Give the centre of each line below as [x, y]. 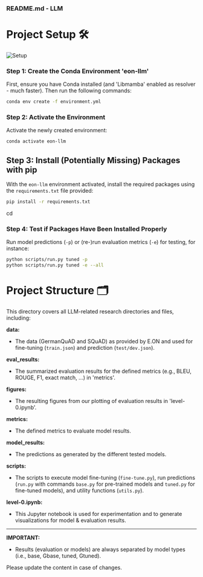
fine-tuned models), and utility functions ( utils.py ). [79, 490]
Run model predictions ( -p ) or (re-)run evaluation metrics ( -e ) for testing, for [101, 242]
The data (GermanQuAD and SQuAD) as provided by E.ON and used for [104, 341]
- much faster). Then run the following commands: [69, 91]
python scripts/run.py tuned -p [47, 260]
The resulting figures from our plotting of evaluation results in [91, 401]
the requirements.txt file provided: [50, 191]
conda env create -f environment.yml [54, 102]
